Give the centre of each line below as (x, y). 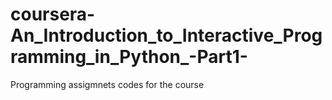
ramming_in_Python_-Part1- (129, 57)
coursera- (53, 14)
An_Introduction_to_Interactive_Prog (166, 35)
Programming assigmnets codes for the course (107, 84)
